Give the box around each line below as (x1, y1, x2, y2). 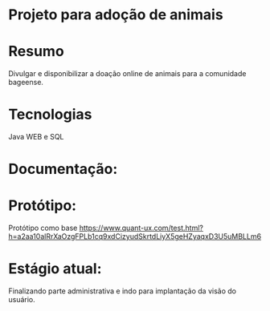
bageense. (8, 78, 44, 87)
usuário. (8, 295, 36, 305)
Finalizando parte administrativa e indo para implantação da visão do (8, 286, 237, 296)
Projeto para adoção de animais (8, 6, 223, 24)
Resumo (8, 42, 64, 61)
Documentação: (8, 160, 118, 178)
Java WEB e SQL (8, 132, 64, 142)
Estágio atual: (8, 260, 102, 278)
